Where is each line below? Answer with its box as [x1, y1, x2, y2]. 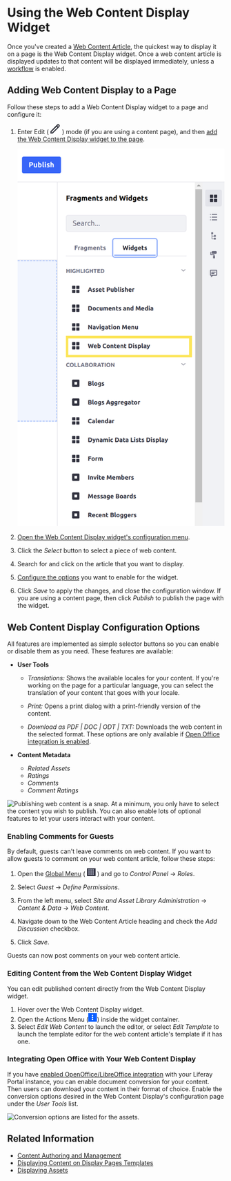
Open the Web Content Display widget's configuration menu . [17, 533, 190, 541]
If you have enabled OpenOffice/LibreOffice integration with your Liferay [7, 1070, 213, 1078]
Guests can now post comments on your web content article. [7, 951, 181, 960]
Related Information [7, 1133, 94, 1145]
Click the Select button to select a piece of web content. [17, 546, 177, 555]
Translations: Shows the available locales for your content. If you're [27, 673, 219, 682]
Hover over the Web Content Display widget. [17, 1005, 144, 1014]
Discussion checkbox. [17, 924, 81, 933]
